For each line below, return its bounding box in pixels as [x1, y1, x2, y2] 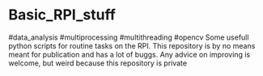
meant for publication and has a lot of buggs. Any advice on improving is [8, 49, 251, 59]
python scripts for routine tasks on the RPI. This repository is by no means [8, 40, 256, 50]
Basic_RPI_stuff [8, 6, 116, 24]
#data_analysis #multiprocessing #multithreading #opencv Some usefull [8, 32, 249, 42]
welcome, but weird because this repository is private [8, 58, 188, 68]
